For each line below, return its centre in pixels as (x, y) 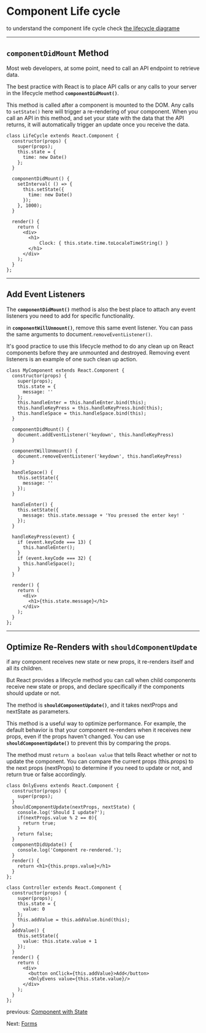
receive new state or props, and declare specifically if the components (96, 687)
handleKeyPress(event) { (44, 537)
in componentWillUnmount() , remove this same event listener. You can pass (100, 328)
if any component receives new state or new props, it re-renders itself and (100, 662)
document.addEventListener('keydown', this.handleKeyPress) (96, 435)
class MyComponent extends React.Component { (65, 370)
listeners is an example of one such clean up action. (72, 359)
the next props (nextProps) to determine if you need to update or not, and (99, 768)
